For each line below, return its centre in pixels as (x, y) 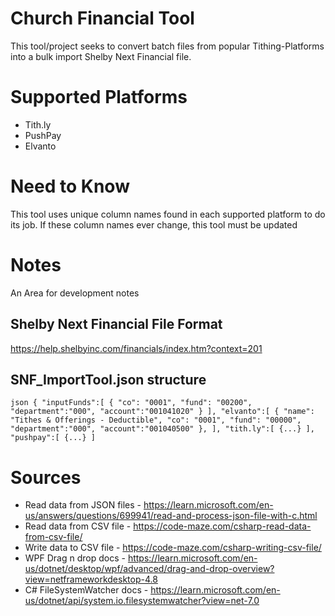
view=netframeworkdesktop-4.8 (91, 579)
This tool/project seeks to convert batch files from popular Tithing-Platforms (167, 46)
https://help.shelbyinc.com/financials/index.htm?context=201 (136, 348)
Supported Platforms (99, 97)
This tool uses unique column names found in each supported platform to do (168, 214)
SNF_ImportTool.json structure (108, 379)
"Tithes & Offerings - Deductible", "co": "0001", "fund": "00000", (156, 420)
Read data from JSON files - (83, 505)
